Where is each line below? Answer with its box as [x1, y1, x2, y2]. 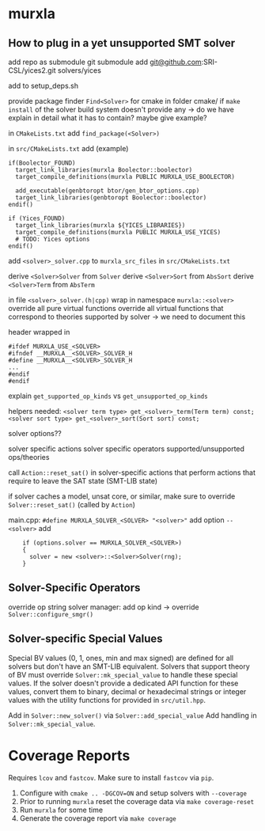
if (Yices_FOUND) [8, 214, 66, 222]
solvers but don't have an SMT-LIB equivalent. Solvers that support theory [8, 662, 251, 671]
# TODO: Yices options [15, 235, 90, 243]
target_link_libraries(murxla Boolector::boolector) [15, 166, 193, 174]
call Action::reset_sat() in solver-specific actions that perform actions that [8, 468, 256, 477]
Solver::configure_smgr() [8, 610, 93, 618]
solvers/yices [58, 66, 101, 75]
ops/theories [8, 453, 50, 461]
